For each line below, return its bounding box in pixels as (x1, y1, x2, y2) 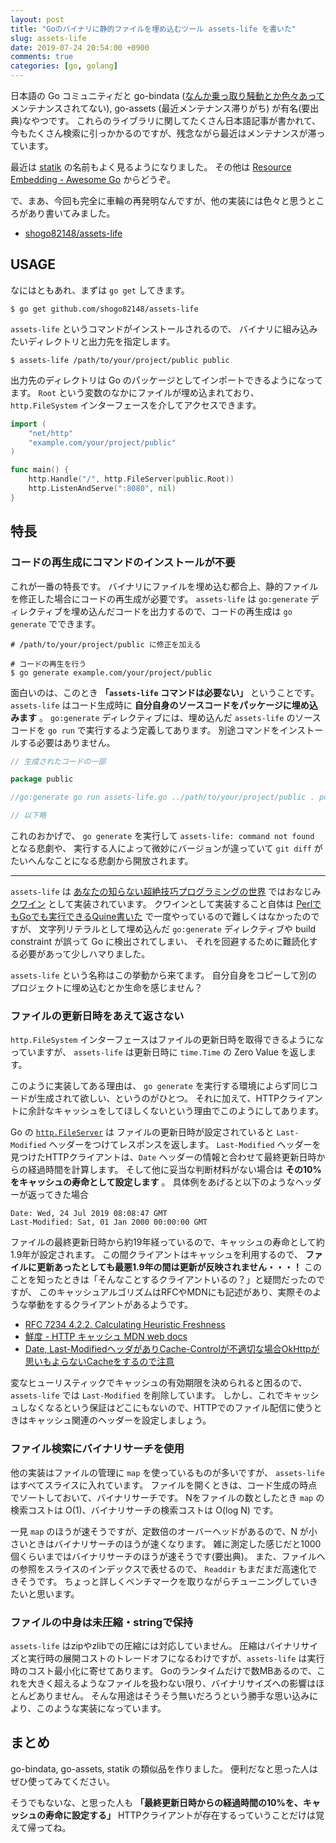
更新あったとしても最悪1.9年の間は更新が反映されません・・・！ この (36, 1261, 323, 1273)
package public (10, 774, 74, 785)
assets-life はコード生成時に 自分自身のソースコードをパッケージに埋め (10, 699, 310, 711)
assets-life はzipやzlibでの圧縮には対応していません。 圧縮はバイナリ (10, 1639, 302, 1651)
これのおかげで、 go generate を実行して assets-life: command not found (10, 830, 315, 841)
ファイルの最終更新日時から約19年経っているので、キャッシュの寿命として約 (10, 1236, 325, 1248)
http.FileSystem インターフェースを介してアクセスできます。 (10, 399, 262, 411)
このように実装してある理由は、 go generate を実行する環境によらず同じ (10, 1080, 310, 1092)
